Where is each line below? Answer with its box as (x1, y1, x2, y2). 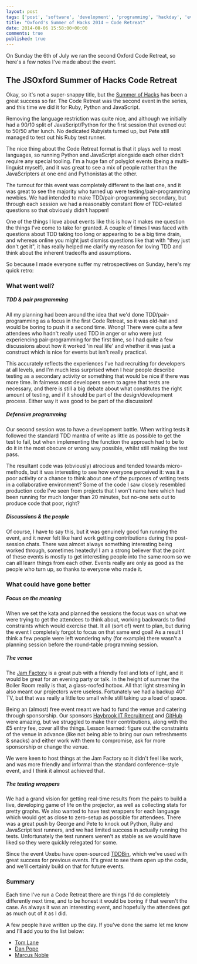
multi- (175, 157, 189, 165)
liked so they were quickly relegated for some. (6, 839, 118, 846)
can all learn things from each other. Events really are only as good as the (6, 559, 184, 566)
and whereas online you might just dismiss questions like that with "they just (6, 237, 191, 244)
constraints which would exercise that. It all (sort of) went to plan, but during (6, 622, 191, 629)
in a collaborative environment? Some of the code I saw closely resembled (6, 481, 186, 488)
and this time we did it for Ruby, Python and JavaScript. (6, 104, 140, 111)
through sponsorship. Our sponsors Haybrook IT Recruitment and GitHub (6, 712, 183, 719)
